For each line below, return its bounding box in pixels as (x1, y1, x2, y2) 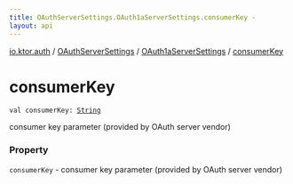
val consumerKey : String (9, 106, 101, 116)
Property (9, 144, 49, 156)
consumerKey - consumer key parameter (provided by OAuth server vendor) (9, 164, 282, 174)
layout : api (9, 21, 53, 30)
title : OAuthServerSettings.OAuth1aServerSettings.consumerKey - (9, 12, 256, 22)
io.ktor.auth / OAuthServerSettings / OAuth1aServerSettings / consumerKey (9, 45, 284, 56)
